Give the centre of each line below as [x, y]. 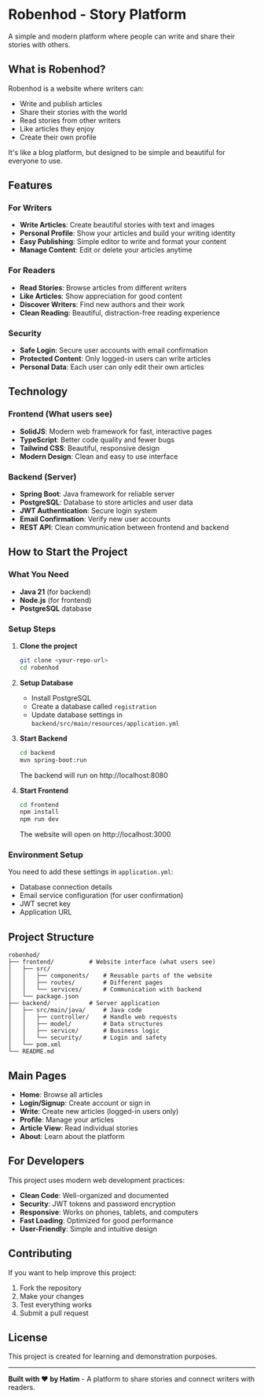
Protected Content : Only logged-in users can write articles [115, 359]
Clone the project [48, 646]
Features [30, 185]
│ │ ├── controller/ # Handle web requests [93, 1017]
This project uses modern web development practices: [97, 1180]
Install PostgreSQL [61, 697]
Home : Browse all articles [61, 1095]
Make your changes [51, 1296]
